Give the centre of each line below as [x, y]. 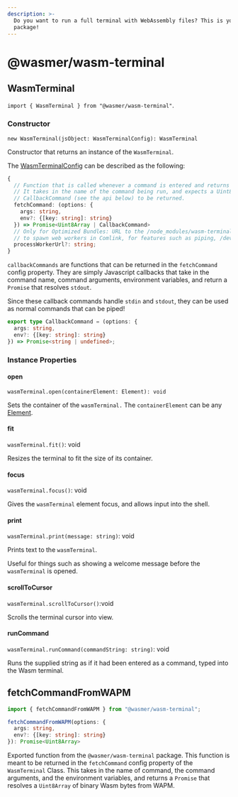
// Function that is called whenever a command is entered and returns [122, 185]
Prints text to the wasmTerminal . [52, 550]
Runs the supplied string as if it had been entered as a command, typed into [118, 663]
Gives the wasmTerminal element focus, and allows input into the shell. [109, 504]
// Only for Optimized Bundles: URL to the [79, 232]
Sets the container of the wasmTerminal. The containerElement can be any [115, 405]
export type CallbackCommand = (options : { [73, 322]
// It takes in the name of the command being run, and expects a [114, 192]
